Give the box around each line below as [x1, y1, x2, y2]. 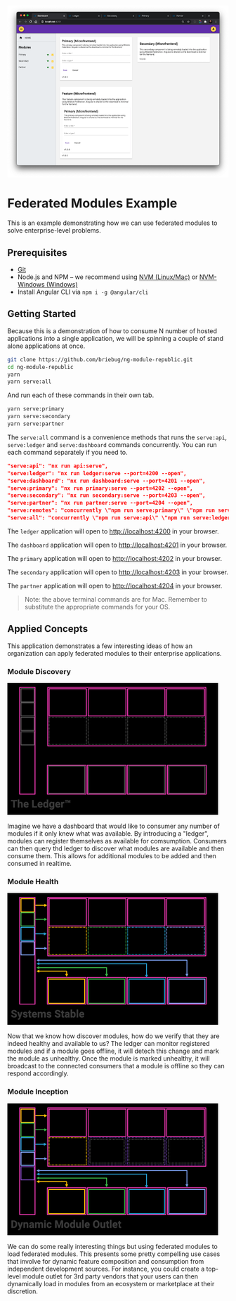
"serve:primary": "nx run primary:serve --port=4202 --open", [7, 484, 193, 492]
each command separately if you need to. [7, 448, 128, 456]
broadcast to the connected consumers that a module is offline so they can [7, 1062, 225, 1070]
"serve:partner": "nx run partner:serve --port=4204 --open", [7, 500, 193, 507]
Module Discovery [7, 666, 72, 676]
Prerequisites [7, 247, 67, 259]
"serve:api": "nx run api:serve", [7, 462, 109, 470]
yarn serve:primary [7, 406, 65, 413]
